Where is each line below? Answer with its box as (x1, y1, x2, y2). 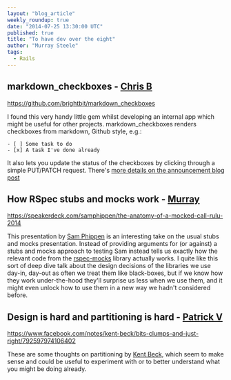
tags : (7, 49, 23, 56)
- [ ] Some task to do (7, 140, 72, 147)
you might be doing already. (7, 365, 87, 373)
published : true (7, 29, 54, 37)
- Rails (13, 55, 36, 62)
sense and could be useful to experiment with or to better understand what (7, 357, 221, 366)
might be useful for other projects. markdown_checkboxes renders (7, 120, 197, 128)
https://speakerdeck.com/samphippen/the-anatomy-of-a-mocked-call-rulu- (7, 211, 223, 220)
